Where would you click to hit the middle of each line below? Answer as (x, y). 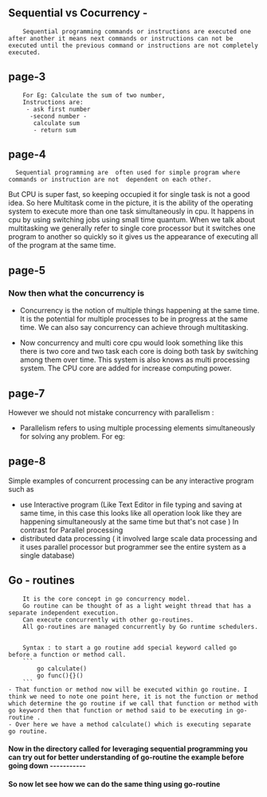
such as (21, 489)
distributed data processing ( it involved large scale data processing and (138, 538)
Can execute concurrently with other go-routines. (108, 620)
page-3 (27, 77)
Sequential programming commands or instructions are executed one (137, 31)
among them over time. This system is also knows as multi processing (135, 360)
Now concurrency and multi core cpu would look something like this (132, 343)
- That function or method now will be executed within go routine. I (128, 689)
